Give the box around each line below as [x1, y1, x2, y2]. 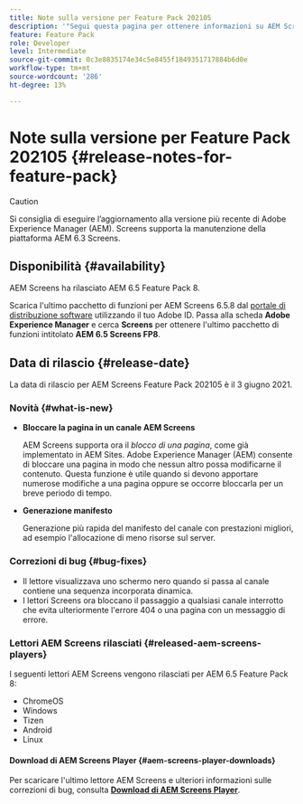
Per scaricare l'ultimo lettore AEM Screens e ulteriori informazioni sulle [9, 775, 272, 786]
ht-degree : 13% [9, 80, 67, 90]
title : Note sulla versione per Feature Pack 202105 [9, 13, 212, 23]
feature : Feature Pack [9, 30, 95, 39]
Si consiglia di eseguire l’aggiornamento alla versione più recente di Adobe [9, 213, 287, 224]
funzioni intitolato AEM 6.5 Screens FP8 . [9, 329, 161, 340]
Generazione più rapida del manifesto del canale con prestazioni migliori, [22, 523, 294, 534]
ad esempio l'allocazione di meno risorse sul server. [22, 533, 216, 544]
